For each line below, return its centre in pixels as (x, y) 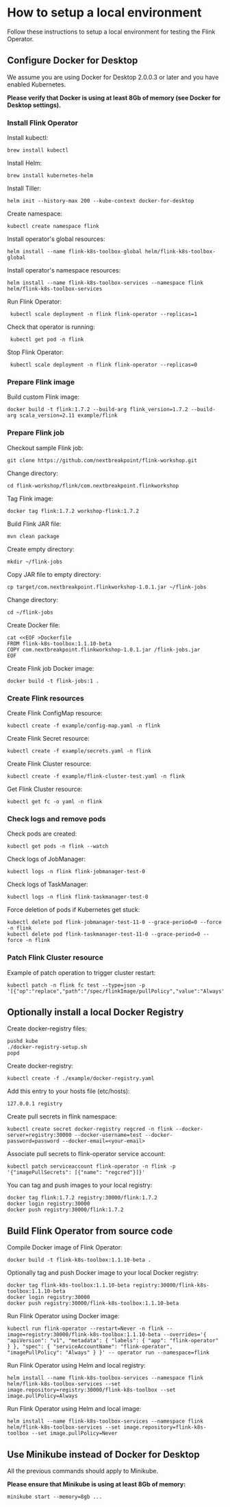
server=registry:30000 (39, 1135)
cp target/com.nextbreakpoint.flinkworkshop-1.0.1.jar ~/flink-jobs (107, 587)
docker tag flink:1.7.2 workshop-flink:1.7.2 (73, 511)
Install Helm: (25, 163)
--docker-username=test (108, 1135)
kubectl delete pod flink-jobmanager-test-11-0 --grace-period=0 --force (115, 922)
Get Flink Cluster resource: (45, 789)
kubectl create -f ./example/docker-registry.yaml (81, 1079)
